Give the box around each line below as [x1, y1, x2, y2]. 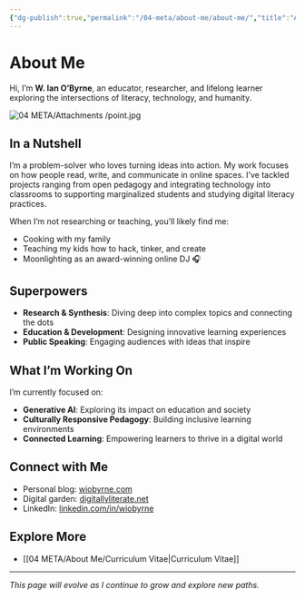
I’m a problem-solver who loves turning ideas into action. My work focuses [9, 160, 289, 171]
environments [22, 424, 74, 434]
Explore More [9, 529, 87, 545]
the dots [22, 317, 54, 328]
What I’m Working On [9, 362, 133, 378]
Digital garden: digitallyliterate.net [22, 493, 149, 504]
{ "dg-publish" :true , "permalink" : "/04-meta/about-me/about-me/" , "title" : [9, 13, 290, 23]
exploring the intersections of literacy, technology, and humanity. [9, 92, 252, 103]
